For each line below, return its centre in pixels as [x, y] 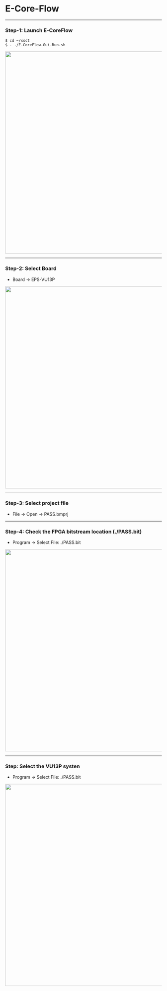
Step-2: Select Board [31, 269]
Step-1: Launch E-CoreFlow [39, 30]
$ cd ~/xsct [17, 41]
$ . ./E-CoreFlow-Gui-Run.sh [35, 45]
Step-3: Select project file [37, 503]
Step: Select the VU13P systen [43, 766]
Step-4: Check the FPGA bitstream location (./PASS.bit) [74, 532]
